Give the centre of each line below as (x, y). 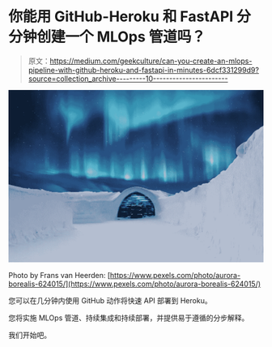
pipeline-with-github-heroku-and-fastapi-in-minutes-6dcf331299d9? (143, 70)
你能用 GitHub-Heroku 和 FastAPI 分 (130, 17)
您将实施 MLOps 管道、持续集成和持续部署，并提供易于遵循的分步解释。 (129, 318)
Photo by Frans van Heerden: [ (59, 276)
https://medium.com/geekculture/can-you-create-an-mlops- (151, 61)
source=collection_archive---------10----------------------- (128, 79)
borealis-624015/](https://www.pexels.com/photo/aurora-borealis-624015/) (135, 284)
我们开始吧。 (30, 335)
